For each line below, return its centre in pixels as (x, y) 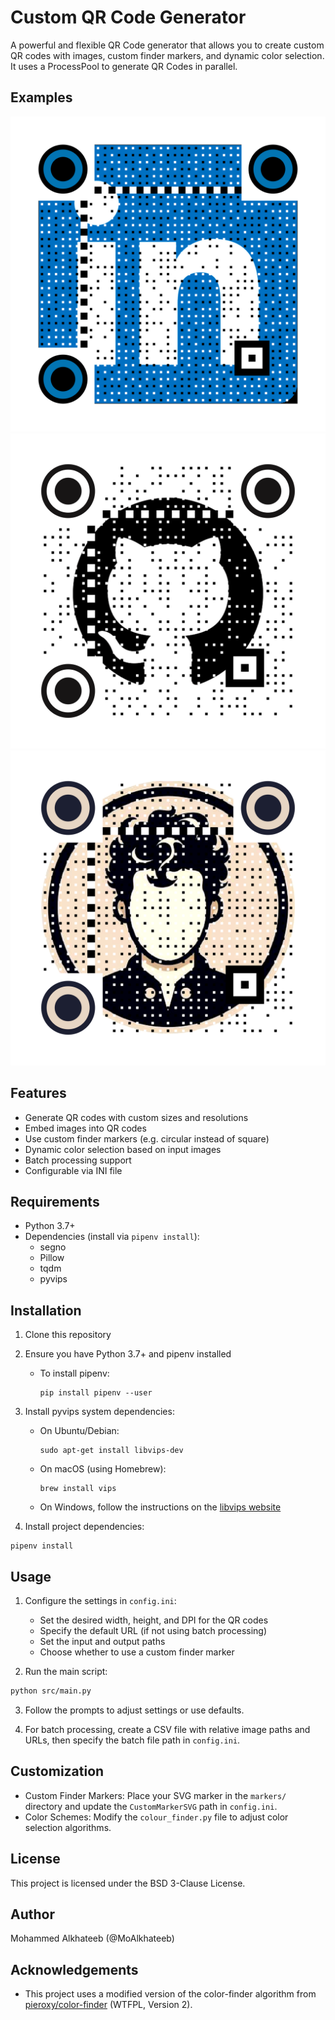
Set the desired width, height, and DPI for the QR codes (154, 1620)
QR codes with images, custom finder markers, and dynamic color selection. (167, 55)
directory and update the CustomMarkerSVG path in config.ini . (151, 1806)
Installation (46, 1310)
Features (38, 1093)
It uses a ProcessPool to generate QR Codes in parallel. (124, 66)
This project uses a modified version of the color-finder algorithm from (170, 1994)
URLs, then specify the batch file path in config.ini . (132, 1740)
